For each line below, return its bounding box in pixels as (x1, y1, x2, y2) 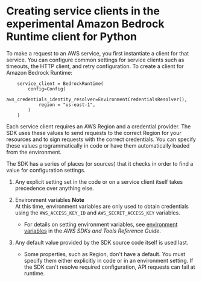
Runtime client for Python (6, 30, 137, 43)
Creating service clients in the (6, 4, 160, 18)
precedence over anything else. (14, 184, 95, 192)
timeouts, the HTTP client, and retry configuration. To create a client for (6, 62, 184, 70)
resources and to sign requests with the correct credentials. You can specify (6, 136, 196, 143)
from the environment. (6, 148, 62, 155)
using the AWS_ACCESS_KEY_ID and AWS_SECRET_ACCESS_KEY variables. (14, 209, 181, 216)
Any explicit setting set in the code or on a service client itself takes (14, 178, 183, 185)
